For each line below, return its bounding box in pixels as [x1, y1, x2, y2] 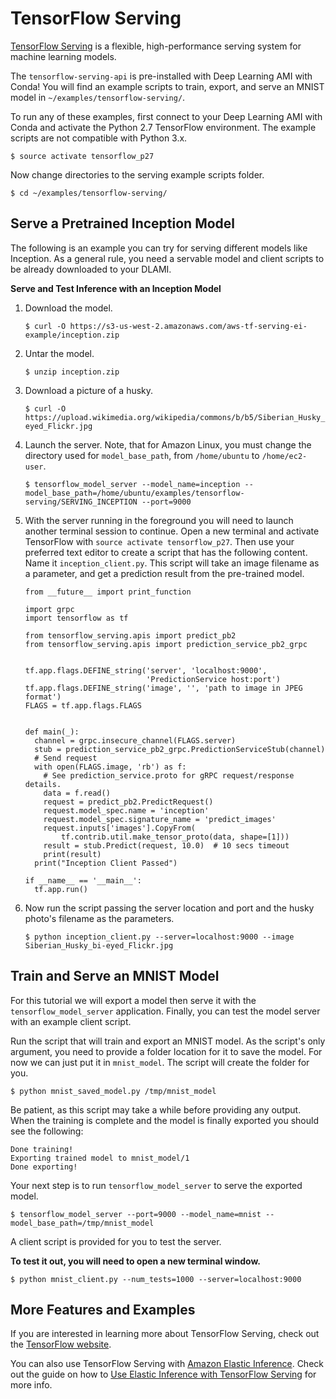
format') [24, 692, 62, 702]
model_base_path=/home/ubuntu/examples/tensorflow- [24, 488, 245, 498]
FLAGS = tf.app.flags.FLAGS [24, 700, 142, 711]
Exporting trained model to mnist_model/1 [10, 1153, 190, 1163]
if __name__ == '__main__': [24, 875, 142, 886]
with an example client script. [10, 1015, 132, 1027]
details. [24, 779, 62, 789]
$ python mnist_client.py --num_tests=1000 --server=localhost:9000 [10, 1274, 302, 1284]
